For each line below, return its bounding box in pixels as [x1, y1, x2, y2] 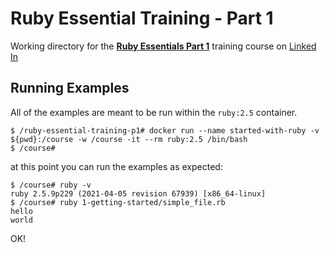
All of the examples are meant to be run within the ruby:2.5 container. [10, 106, 298, 118]
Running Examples [10, 80, 130, 97]
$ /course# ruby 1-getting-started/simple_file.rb [10, 197, 226, 207]
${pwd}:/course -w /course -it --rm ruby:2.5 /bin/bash [10, 134, 248, 144]
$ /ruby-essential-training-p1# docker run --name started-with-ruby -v [10, 125, 320, 136]
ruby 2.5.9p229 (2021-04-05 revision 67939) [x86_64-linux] [10, 188, 267, 199]
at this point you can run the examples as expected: [10, 160, 223, 172]
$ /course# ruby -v [10, 180, 92, 190]
